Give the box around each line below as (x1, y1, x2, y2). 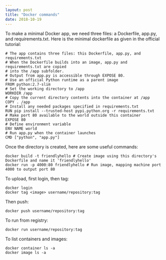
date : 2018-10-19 (5, 17, 42, 22)
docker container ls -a (5, 246, 56, 251)
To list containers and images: (5, 236, 68, 242)
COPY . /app (5, 99, 30, 105)
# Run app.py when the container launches (5, 131, 96, 136)
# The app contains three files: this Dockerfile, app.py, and (5, 51, 141, 56)
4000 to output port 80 (5, 167, 56, 172)
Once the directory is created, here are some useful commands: (5, 144, 138, 150)
